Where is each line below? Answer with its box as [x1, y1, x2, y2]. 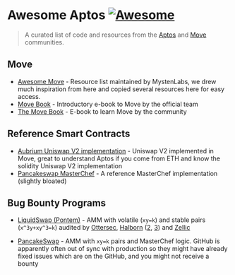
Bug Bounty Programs [7, 197, 107, 209]
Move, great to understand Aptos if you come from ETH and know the [17, 154, 221, 163]
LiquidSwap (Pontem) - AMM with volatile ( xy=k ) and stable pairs [17, 216, 206, 224]
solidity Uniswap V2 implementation [17, 161, 123, 170]
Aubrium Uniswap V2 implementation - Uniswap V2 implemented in [17, 146, 214, 155]
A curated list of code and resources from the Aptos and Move [24, 30, 207, 39]
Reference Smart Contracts [7, 128, 131, 140]
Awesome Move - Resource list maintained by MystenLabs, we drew [17, 77, 217, 86]
